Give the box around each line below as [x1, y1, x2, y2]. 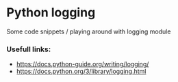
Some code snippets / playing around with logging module [6, 27, 171, 36]
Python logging [6, 5, 96, 20]
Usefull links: [6, 44, 51, 54]
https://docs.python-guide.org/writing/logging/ [16, 60, 149, 68]
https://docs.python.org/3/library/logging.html [16, 67, 147, 76]
